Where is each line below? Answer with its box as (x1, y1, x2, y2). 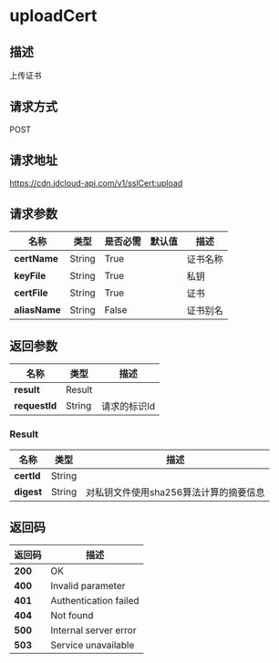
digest (14, 485, 43, 498)
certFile (14, 286, 48, 299)
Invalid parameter (50, 580, 126, 593)
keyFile (14, 270, 46, 283)
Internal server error (50, 624, 137, 637)
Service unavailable (50, 639, 135, 652)
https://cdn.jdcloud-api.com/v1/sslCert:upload (9, 177, 183, 188)
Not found (50, 609, 94, 622)
